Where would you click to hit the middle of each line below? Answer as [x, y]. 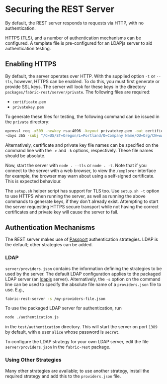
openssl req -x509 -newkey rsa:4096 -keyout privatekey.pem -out [74, 131]
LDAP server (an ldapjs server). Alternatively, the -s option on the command [83, 279]
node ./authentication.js [32, 317]
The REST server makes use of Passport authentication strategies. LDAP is [82, 239]
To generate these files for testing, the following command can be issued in [83, 116]
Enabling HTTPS [31, 64]
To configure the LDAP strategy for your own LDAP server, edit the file [77, 342]
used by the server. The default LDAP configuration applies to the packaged [83, 274]
